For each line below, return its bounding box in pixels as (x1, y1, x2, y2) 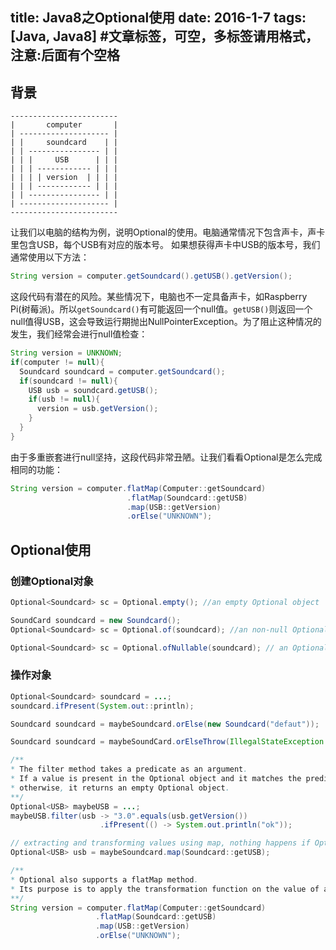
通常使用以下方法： (10, 251, 90, 263)
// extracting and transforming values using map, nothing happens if (10, 838, 311, 848)
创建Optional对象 (10, 574, 94, 588)
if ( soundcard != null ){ (19, 376, 118, 386)
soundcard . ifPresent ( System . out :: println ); (10, 701, 195, 711)
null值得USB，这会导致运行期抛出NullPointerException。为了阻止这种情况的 (10, 316, 322, 328)
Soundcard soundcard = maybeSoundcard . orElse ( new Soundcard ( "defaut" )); (10, 719, 320, 729)
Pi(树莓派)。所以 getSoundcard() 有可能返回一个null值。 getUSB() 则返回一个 (10, 303, 313, 315)
